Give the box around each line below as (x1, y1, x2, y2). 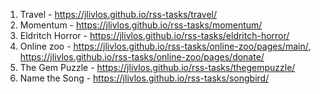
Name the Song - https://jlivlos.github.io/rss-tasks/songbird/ (19, 72, 270, 84)
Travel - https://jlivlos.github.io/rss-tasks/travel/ (19, 9, 218, 20)
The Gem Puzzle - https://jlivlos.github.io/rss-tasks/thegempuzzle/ (19, 62, 296, 73)
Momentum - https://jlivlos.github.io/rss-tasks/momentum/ (19, 19, 263, 31)
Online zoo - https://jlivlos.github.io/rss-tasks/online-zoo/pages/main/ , (19, 40, 312, 52)
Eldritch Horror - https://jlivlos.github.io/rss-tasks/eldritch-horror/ (19, 30, 290, 41)
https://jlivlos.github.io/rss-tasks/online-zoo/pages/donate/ (19, 51, 265, 63)
